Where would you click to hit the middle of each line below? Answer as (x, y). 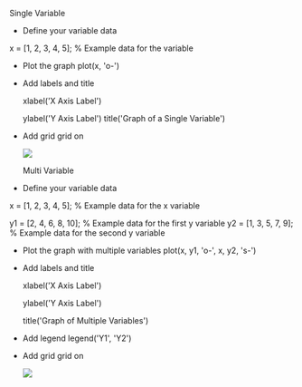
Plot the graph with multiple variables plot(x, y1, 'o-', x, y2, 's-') (139, 250)
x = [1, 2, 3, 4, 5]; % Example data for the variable (102, 48)
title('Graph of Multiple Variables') (85, 320)
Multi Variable (48, 170)
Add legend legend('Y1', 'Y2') (77, 338)
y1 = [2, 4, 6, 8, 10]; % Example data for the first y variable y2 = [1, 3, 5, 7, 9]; (151, 223)
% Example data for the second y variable (87, 233)
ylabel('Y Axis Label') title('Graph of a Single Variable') (124, 118)
